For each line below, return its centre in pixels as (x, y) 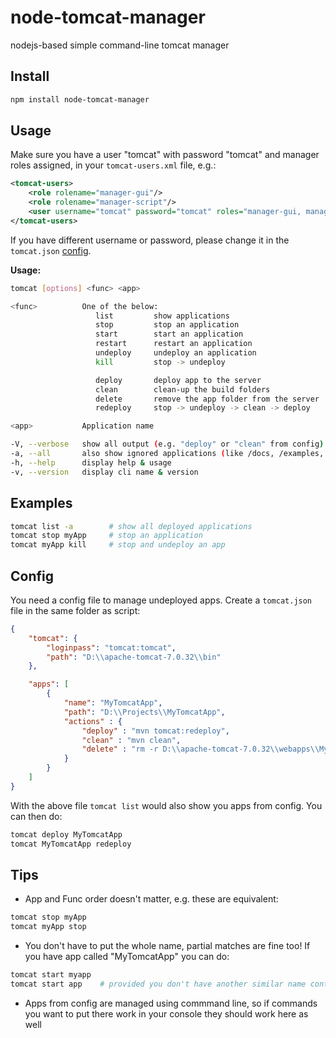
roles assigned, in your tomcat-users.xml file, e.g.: (113, 165)
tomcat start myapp (51, 975)
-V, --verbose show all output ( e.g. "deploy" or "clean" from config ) (167, 444)
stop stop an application (167, 325)
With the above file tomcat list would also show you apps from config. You (166, 805)
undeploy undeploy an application (176, 353)
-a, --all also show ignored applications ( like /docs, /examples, (167, 454)
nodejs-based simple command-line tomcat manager (120, 45)
